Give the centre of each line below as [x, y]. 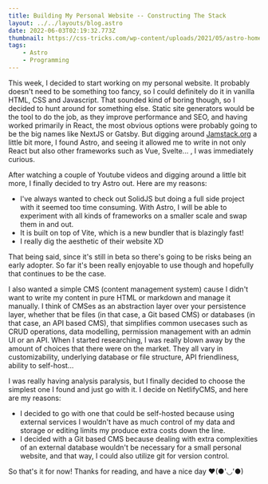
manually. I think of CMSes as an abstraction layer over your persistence [127, 306]
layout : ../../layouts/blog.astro [66, 23]
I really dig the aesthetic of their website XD [92, 241]
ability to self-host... [41, 365]
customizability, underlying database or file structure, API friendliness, [124, 357]
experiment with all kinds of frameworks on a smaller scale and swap [133, 216]
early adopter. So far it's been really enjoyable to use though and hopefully [131, 265]
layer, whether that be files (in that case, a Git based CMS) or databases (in [132, 314]
